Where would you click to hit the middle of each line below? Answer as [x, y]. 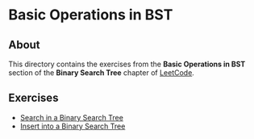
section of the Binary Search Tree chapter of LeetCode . [102, 73]
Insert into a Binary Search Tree [73, 126]
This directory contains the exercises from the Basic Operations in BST [127, 64]
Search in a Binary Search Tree [71, 117]
